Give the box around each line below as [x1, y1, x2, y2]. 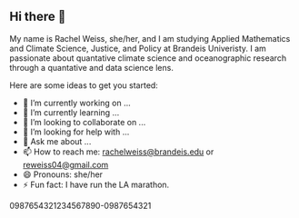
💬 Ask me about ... [22, 135, 92, 146]
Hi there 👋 [9, 9, 66, 25]
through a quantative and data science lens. [9, 62, 174, 73]
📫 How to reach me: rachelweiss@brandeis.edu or [22, 146, 214, 157]
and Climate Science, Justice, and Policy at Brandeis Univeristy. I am [9, 43, 266, 54]
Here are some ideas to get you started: [9, 79, 159, 91]
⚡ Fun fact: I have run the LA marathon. [22, 179, 170, 190]
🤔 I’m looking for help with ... [22, 126, 130, 137]
